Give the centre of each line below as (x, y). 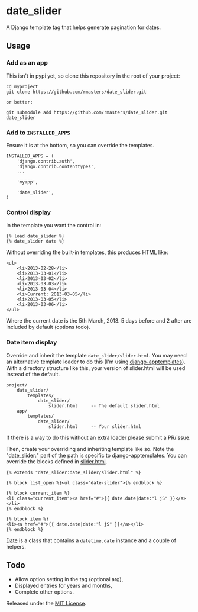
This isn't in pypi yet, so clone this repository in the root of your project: (93, 76)
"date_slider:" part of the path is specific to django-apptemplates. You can (97, 455)
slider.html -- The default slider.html (104, 406)
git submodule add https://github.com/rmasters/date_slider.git (87, 112)
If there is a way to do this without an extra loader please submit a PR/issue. (98, 437)
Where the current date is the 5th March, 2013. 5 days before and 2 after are (99, 321)
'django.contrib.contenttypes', (56, 166)
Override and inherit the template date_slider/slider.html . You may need (97, 355)
